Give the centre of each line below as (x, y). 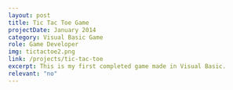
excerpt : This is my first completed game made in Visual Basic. (117, 67)
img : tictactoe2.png (42, 52)
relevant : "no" (33, 74)
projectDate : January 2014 (52, 30)
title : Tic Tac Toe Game (49, 23)
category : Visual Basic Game (56, 37)
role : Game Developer (44, 45)
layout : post (29, 15)
